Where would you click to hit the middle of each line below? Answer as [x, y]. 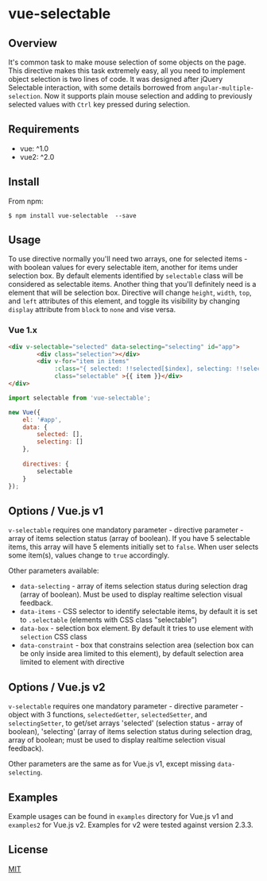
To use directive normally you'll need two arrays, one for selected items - [128, 259]
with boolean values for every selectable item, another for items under [123, 268]
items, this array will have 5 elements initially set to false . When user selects [133, 547]
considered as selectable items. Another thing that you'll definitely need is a [132, 284]
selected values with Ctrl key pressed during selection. [99, 104]
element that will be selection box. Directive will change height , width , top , [130, 293]
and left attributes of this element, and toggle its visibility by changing [124, 301]
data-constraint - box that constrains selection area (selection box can [137, 645]
